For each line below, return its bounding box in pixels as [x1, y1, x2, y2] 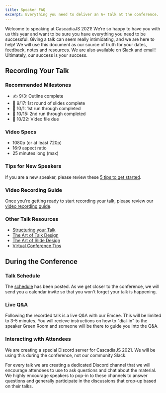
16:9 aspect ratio [12, 145, 47, 151]
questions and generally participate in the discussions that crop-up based [5, 378, 157, 384]
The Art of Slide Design [12, 238, 61, 244]
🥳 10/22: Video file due [12, 116, 59, 122]
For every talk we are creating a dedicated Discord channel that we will [5, 362, 151, 368]
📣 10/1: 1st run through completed [12, 106, 81, 112]
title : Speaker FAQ [5, 7, 46, 12]
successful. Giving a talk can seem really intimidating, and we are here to [5, 36, 155, 42]
